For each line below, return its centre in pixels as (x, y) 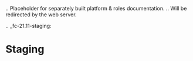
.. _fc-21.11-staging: (28, 26)
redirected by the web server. (41, 15)
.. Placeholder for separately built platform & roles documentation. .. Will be (96, 8)
